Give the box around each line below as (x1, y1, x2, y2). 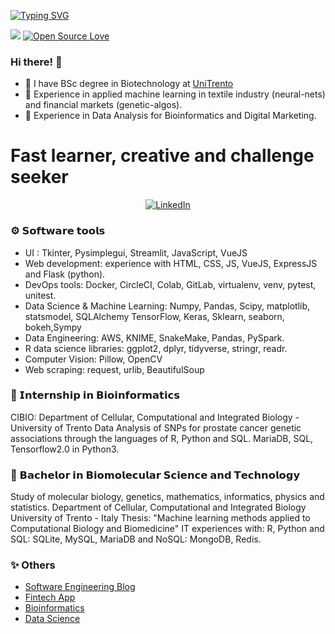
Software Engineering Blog (24, 581, 136, 593)
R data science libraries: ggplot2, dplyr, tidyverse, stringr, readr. (24, 342, 288, 354)
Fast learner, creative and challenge (10, 145, 315, 167)
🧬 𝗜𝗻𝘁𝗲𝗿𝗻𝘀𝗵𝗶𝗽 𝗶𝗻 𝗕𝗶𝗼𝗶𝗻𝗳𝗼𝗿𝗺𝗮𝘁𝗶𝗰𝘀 (10, 388, 180, 402)
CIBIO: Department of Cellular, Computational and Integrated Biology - (10, 411, 300, 423)
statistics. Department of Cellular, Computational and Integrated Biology (10, 501, 307, 514)
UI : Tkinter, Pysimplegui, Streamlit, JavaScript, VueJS (24, 246, 248, 259)
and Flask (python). (24, 268, 106, 280)
